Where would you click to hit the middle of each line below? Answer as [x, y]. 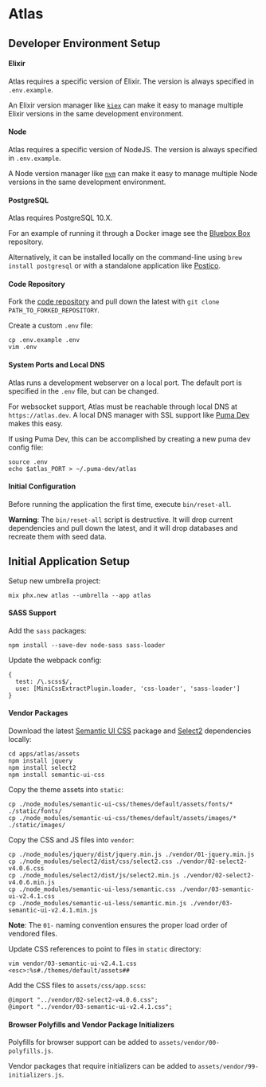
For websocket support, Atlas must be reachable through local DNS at [123, 406]
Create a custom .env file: [51, 326]
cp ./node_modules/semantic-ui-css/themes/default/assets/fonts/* [121, 804]
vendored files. [33, 934]
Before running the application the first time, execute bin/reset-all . [120, 504]
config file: [26, 447]
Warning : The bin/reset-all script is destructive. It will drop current [121, 520]
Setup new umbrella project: [55, 581]
